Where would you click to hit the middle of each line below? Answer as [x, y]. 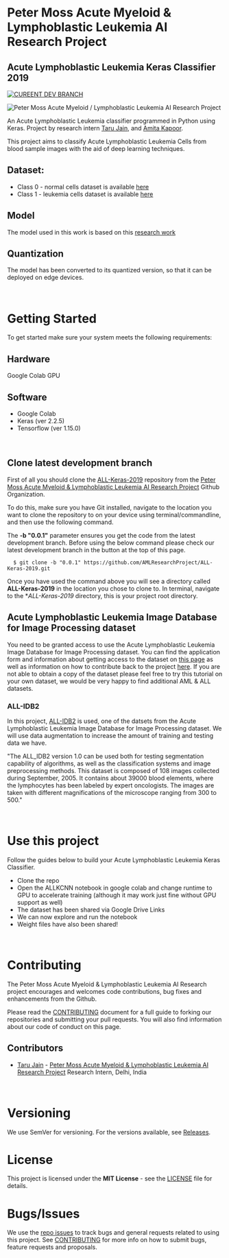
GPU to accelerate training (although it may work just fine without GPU [117, 895]
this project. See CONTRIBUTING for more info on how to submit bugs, [107, 1240]
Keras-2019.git [29, 568]
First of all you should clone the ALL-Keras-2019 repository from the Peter [111, 479]
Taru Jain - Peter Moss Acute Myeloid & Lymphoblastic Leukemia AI [113, 1065]
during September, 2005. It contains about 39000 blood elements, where [110, 778]
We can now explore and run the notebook [77, 916]
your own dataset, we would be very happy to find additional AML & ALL [109, 681]
